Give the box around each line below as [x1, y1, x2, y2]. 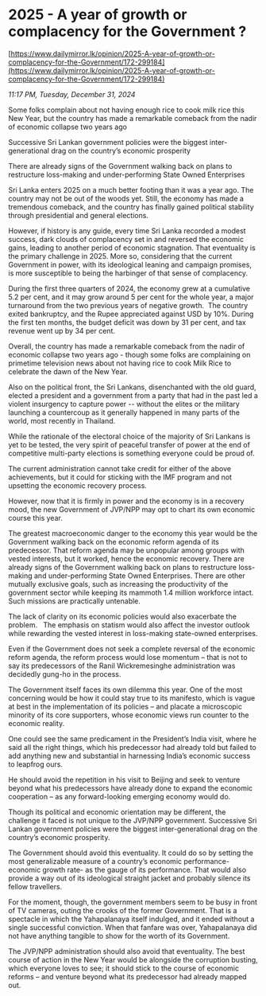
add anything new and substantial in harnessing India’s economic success [8, 751, 251, 760]
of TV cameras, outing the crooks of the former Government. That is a [8, 905, 237, 915]
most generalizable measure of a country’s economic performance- [8, 856, 230, 865]
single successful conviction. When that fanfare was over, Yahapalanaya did [8, 922, 257, 932]
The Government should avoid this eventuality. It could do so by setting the [8, 848, 254, 857]
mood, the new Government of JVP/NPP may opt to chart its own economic [8, 504, 256, 514]
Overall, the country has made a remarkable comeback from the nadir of [8, 341, 245, 351]
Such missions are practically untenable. [8, 596, 141, 606]
